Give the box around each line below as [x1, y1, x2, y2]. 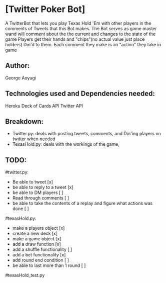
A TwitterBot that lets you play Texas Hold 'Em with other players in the [5, 20, 151, 26]
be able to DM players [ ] [12, 190, 63, 196]
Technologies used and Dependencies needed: [5, 89, 155, 98]
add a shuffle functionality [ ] [12, 246, 72, 252]
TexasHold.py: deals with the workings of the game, [12, 141, 120, 147]
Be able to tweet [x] [12, 179, 53, 185]
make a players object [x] [12, 225, 65, 231]
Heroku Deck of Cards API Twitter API [5, 103, 83, 109]
